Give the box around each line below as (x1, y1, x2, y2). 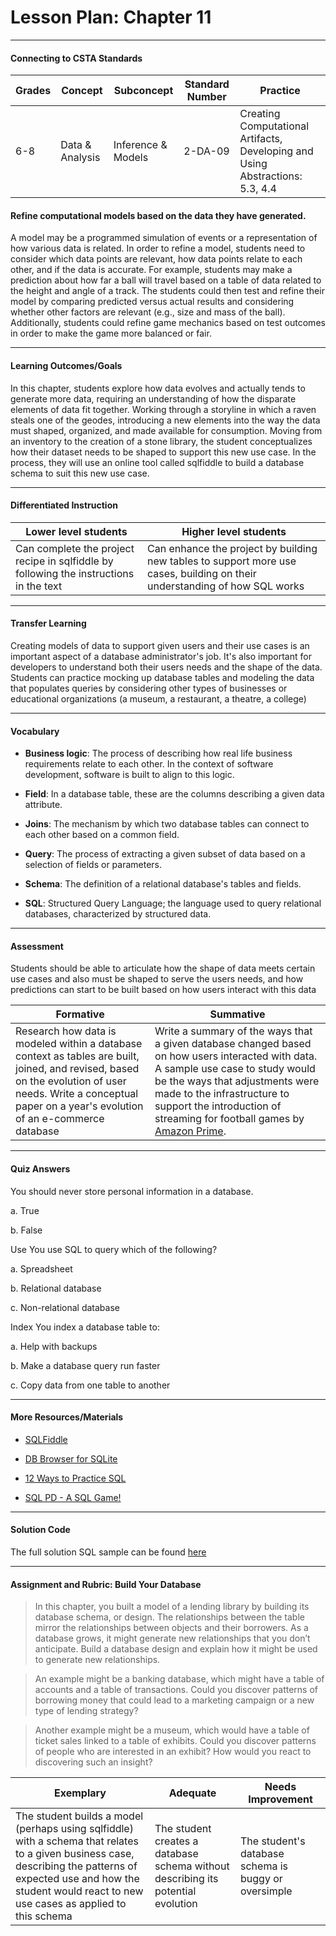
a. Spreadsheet (10, 1262, 73, 1275)
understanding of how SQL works (147, 579, 305, 593)
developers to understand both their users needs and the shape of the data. (10, 661, 323, 673)
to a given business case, (15, 1847, 135, 1861)
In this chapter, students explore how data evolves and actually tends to (10, 382, 306, 394)
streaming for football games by (154, 1112, 305, 1126)
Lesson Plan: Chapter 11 (10, 6, 212, 29)
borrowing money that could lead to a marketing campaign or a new (34, 1694, 315, 1706)
